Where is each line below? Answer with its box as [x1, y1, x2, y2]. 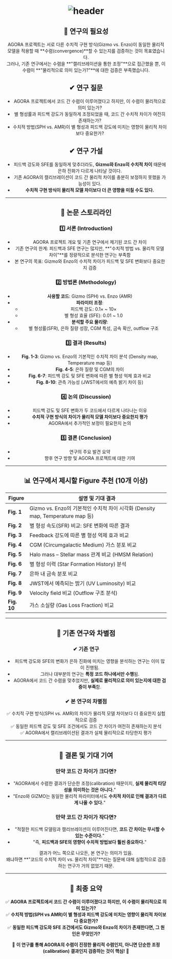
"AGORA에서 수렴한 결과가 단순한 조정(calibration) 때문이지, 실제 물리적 [13, 780, 157, 786]
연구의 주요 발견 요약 [69, 448, 111, 455]
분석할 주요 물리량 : [71, 319, 109, 325]
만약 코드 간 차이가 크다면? [55, 768, 117, 775]
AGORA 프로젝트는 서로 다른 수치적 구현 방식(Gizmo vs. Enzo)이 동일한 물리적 [7, 42, 165, 47]
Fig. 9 [8, 589, 22, 596]
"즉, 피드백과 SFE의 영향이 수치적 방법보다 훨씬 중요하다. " [33, 839, 147, 845]
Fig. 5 [8, 551, 22, 558]
